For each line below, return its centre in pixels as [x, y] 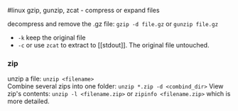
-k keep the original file [52, 37]
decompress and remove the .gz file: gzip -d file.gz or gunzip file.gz [113, 24]
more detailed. [28, 101]
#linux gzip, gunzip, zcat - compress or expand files [83, 10]
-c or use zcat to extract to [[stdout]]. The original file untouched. [113, 45]
